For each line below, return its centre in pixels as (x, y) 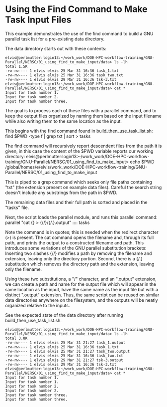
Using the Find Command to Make (76, 9)
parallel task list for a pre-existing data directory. (55, 39)
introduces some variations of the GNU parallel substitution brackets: (76, 248)
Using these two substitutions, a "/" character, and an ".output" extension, (81, 279)
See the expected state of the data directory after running (64, 315)
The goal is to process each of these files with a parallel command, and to (81, 110)
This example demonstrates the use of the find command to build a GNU (79, 33)
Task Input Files (38, 20)
